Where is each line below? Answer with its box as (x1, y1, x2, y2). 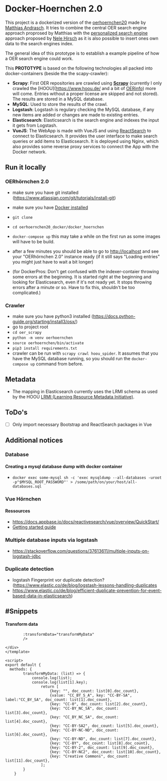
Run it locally (5, 163, 46, 172)
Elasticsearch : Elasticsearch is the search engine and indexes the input (12, 117, 159, 123)
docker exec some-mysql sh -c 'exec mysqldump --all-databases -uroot (12, 476, 162, 481)
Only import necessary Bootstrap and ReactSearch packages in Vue (12, 421, 152, 427)
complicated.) (12, 290, 41, 295)
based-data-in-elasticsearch (12, 592, 72, 598)
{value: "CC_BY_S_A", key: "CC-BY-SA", (49, 693, 133, 698)
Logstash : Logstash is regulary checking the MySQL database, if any (12, 106, 155, 112)
